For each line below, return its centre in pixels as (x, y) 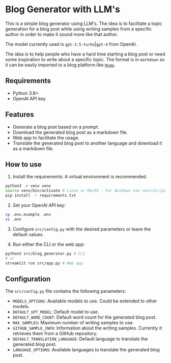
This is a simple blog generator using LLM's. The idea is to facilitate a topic (84, 23)
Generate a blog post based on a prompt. (56, 127)
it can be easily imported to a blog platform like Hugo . (60, 65)
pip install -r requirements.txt (41, 196)
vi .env (13, 219)
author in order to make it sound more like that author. (62, 34)
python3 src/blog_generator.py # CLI (45, 254)
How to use (23, 164)
